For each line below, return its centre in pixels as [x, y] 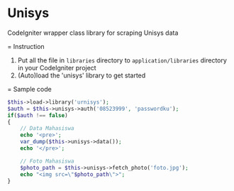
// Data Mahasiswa [47, 129]
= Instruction [26, 46]
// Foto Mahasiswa [47, 161]
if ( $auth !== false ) [38, 115]
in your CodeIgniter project [57, 67]
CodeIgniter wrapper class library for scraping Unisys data [93, 33]
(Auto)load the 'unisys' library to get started [82, 75]
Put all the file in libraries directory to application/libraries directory [122, 60]
